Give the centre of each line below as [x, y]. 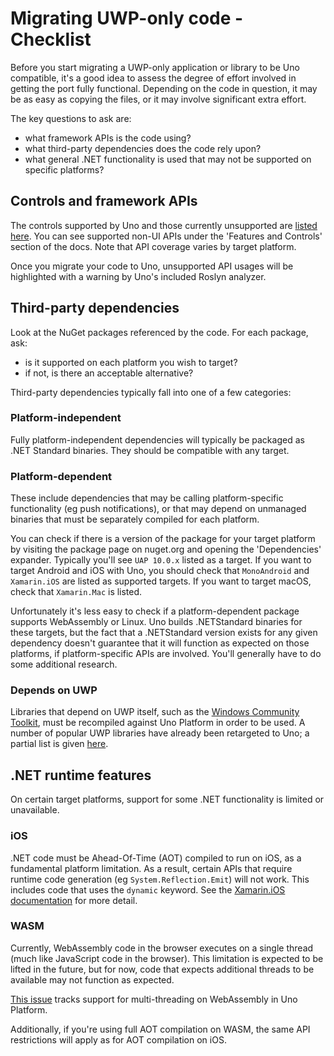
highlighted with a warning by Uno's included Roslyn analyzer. [138, 276]
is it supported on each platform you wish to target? [131, 362]
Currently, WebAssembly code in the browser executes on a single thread [162, 948]
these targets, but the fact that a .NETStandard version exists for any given [164, 633]
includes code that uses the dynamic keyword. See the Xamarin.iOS [148, 889]
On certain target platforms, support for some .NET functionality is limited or [167, 799]
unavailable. [35, 810]
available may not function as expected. [92, 979]
